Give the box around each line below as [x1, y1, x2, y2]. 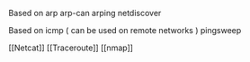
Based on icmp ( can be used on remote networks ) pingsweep [8, 25, 242, 35]
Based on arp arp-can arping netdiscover [8, 8, 162, 18]
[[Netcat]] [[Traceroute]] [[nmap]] [8, 42, 134, 53]
